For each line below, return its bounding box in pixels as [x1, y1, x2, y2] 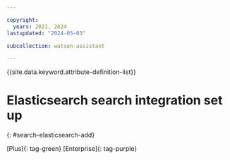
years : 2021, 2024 [13, 23, 68, 30]
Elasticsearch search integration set [6, 92, 223, 109]
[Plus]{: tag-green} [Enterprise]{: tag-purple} [6, 144, 138, 153]
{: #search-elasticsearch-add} [6, 131, 95, 140]
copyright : [6, 16, 39, 23]
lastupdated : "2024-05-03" [6, 30, 86, 37]
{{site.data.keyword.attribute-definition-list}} [6, 68, 137, 76]
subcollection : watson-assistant [6, 42, 105, 49]
